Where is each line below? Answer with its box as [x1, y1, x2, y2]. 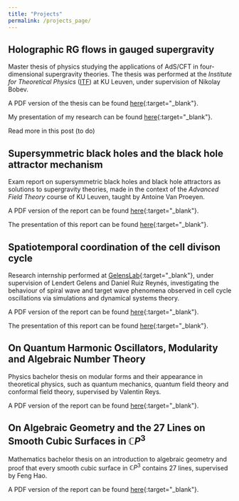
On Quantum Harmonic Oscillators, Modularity [8, 342, 218, 354]
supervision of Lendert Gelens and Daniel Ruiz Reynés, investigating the [8, 278, 220, 287]
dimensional [8, 70, 44, 79]
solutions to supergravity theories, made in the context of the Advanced [8, 185, 219, 193]
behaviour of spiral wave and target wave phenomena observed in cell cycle [8, 286, 232, 295]
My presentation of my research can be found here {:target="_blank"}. [8, 113, 213, 121]
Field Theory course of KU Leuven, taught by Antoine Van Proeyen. [8, 193, 205, 201]
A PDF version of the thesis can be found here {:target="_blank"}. [8, 99, 198, 108]
